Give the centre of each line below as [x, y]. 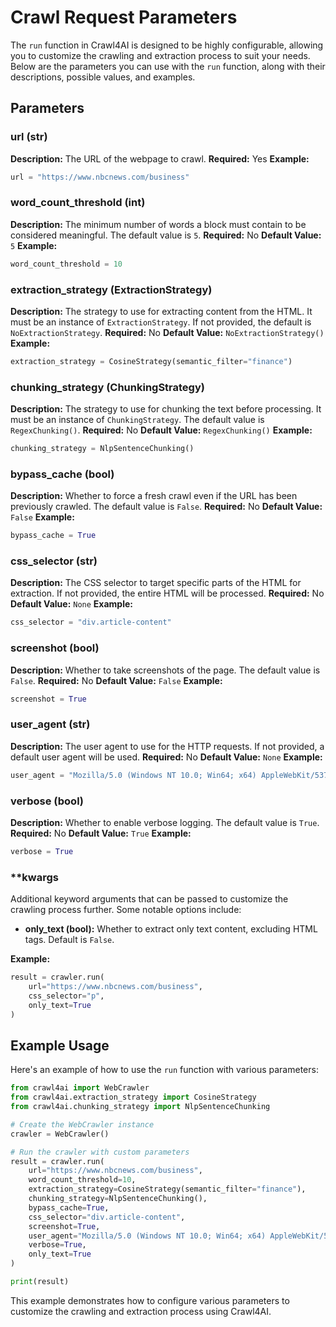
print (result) [40, 1282]
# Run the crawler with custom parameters [100, 1152]
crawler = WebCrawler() [60, 1134]
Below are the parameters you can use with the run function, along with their [168, 66]
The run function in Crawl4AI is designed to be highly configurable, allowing [167, 45]
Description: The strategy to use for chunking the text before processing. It [166, 409]
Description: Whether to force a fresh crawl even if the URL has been [154, 496]
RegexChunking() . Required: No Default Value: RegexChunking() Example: [161, 430]
